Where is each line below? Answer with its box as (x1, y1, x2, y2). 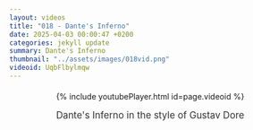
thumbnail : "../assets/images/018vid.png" (9, 55, 170, 64)
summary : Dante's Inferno (9, 47, 105, 56)
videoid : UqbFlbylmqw (9, 64, 90, 73)
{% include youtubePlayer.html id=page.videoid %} (55, 91, 245, 101)
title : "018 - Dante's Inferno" (9, 22, 130, 30)
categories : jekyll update (9, 38, 110, 48)
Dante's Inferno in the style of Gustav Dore (55, 108, 245, 121)
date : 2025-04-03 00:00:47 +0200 (9, 30, 134, 39)
